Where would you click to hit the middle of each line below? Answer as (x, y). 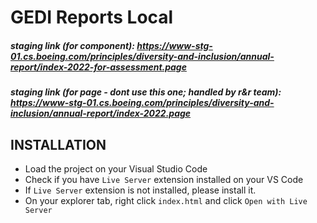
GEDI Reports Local (92, 17)
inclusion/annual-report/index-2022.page (101, 113)
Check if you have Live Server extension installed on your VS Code (164, 179)
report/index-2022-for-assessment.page (98, 67)
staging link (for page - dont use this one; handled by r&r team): (146, 92)
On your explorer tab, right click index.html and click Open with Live (166, 200)
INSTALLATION (58, 144)
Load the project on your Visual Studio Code (116, 168)
